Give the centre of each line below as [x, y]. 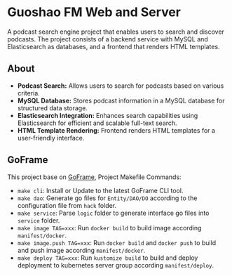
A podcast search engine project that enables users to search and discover [116, 32]
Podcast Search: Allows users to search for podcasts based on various [121, 86]
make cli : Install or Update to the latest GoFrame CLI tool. [100, 190]
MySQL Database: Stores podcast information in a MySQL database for [121, 100]
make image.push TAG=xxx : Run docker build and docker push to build [117, 242]
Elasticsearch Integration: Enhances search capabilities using [108, 115]
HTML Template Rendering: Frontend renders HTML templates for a [116, 130]
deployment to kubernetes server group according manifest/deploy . [116, 265]
